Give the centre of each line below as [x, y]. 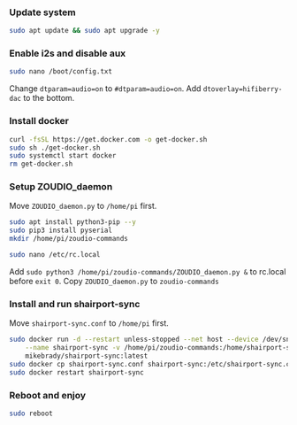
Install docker [39, 121]
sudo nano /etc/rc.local [55, 255]
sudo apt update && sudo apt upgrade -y [85, 31]
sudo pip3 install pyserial [61, 231]
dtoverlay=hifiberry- [243, 89]
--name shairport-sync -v [73, 348]
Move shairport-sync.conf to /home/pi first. [89, 323]
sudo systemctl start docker [63, 156]
